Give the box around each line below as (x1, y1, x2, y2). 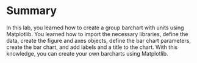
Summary (6, 4, 57, 18)
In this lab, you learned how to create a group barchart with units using (6, 24, 184, 31)
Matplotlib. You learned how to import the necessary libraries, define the (6, 30, 188, 37)
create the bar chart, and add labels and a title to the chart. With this (6, 43, 178, 51)
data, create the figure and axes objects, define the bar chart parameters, (6, 37, 191, 44)
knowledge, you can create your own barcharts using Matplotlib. (6, 50, 169, 57)
